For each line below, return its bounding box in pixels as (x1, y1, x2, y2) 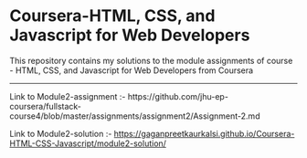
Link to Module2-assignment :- (9, 90, 126, 101)
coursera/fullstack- (9, 100, 82, 111)
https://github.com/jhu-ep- (127, 90, 228, 101)
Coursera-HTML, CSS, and (9, 5, 216, 26)
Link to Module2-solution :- (9, 128, 112, 139)
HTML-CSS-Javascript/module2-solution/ (9, 138, 167, 149)
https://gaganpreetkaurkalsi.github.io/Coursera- (113, 128, 295, 139)
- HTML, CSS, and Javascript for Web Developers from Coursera (9, 65, 254, 76)
